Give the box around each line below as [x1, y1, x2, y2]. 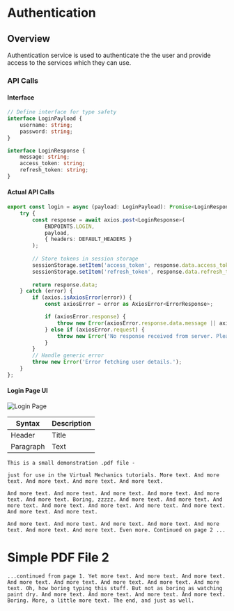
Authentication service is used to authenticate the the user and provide [7, 51, 211, 59]
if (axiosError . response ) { [44, 314, 127, 320]
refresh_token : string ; [19, 167, 89, 173]
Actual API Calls [7, 188, 55, 196]
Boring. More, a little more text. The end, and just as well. [7, 597, 195, 604]
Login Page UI [7, 387, 48, 395]
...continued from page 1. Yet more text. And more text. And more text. [7, 573, 226, 580]
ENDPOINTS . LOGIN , [44, 223, 95, 230]
